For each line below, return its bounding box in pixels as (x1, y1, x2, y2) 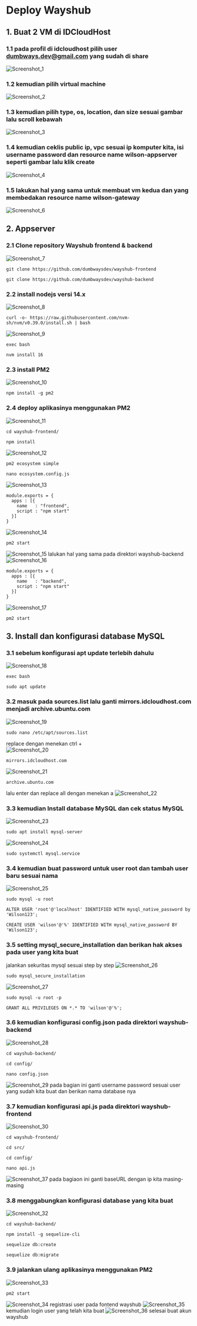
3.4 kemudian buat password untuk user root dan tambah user (6, 864, 189, 872)
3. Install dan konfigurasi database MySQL (6, 632, 165, 642)
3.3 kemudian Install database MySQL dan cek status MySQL (6, 804, 184, 812)
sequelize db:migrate (6, 1252, 59, 1258)
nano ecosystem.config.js (6, 471, 69, 477)
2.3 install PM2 (6, 365, 50, 373)
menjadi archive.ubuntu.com (6, 705, 91, 713)
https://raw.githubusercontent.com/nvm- (29, 315, 131, 321)
